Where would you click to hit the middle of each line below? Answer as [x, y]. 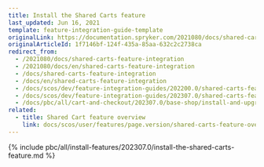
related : [22, 111]
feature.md [26, 155]
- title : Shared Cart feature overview [81, 118]
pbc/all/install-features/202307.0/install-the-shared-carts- [140, 147]
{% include [26, 147]
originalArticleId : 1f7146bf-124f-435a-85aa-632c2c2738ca [105, 45]
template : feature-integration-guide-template [86, 30]
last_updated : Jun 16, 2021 [54, 23]
